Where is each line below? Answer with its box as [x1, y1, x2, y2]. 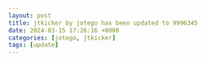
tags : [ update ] [8, 41, 59, 49]
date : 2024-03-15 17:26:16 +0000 [8, 26, 120, 34]
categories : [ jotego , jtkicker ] [8, 33, 116, 42]
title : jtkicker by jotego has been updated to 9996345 [8, 19, 198, 27]
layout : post [8, 11, 52, 20]
